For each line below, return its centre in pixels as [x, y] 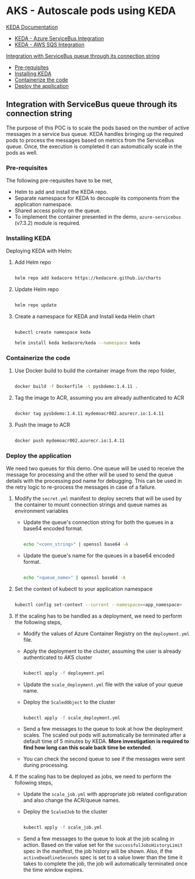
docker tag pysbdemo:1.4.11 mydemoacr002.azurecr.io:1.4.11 [89, 414]
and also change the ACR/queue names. [72, 800]
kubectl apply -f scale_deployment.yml [72, 718]
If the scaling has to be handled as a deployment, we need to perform [98, 616]
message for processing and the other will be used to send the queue [90, 475]
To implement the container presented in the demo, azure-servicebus [98, 217]
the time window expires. [53, 870]
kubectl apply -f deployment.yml [64, 673]
